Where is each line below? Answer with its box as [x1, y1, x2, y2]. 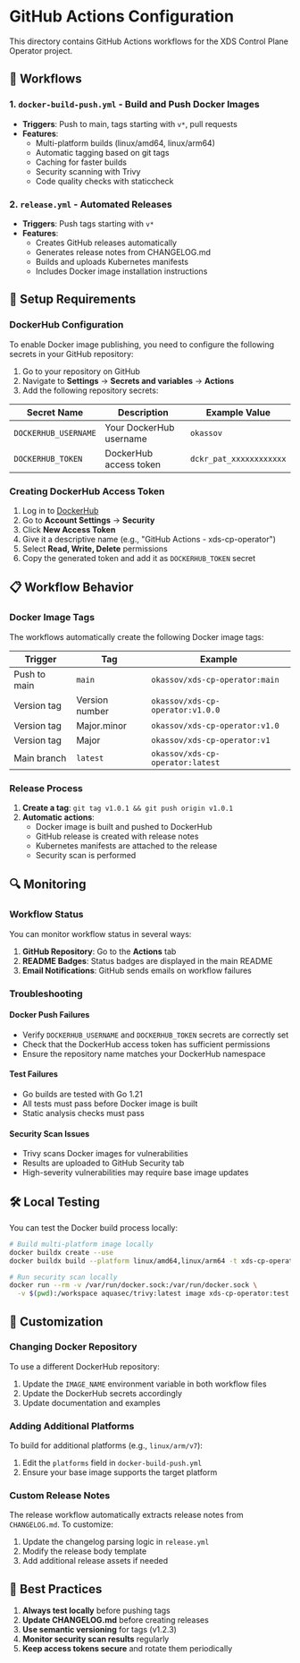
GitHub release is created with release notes [35, 831, 199, 841]
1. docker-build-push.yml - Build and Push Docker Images [9, 98, 261, 111]
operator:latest [151, 757, 221, 767]
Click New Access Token [21, 524, 116, 534]
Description [117, 405, 169, 418]
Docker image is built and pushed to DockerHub [35, 821, 212, 831]
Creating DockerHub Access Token [9, 485, 165, 498]
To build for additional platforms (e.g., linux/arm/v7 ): [9, 1440, 204, 1451]
